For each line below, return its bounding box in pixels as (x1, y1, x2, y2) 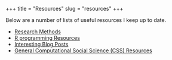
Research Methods (14, 28, 61, 35)
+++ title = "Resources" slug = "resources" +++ (5, 5, 124, 12)
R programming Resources (14, 34, 80, 41)
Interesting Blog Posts (14, 41, 69, 48)
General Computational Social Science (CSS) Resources (14, 47, 153, 54)
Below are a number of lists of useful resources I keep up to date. (5, 17, 167, 23)
